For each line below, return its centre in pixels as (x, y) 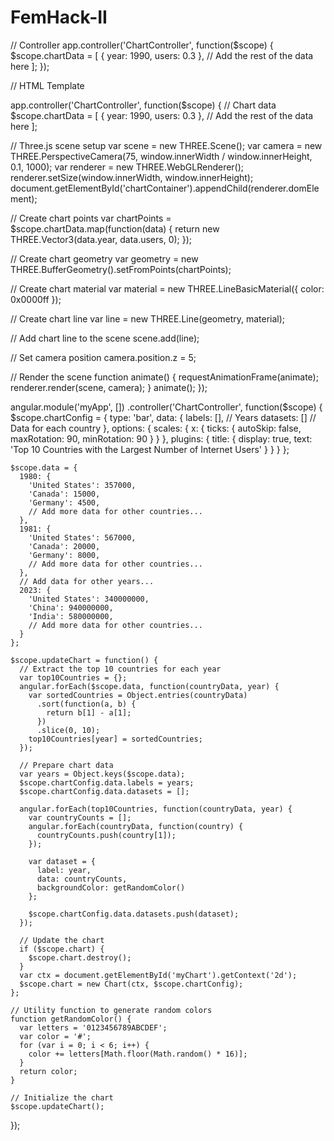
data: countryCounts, (82, 879)
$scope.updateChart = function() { (84, 660)
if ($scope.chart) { (62, 949)
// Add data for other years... (87, 581)
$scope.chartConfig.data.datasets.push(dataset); (134, 914)
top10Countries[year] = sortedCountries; (115, 739)
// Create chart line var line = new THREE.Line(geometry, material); (148, 318)
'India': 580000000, (71, 616)
